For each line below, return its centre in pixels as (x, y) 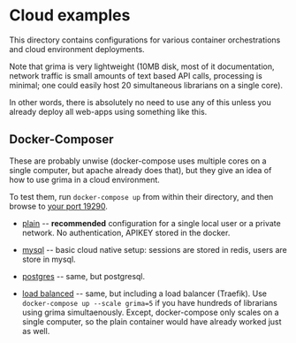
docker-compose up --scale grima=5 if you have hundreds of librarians (150, 302)
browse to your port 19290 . (59, 206)
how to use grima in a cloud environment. (85, 179)
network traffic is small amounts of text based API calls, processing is (136, 75)
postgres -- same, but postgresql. (83, 276)
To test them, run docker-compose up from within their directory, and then (141, 196)
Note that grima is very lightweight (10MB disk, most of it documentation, (142, 66)
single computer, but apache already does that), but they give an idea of (140, 170)
